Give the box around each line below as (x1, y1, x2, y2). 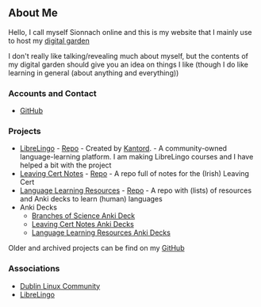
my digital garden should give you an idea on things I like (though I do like (8, 59, 248, 69)
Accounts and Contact (8, 87, 97, 98)
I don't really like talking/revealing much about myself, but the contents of (8, 51, 248, 60)
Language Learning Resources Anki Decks (31, 228, 171, 237)
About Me (8, 6, 58, 20)
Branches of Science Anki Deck (31, 211, 136, 221)
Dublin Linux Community (19, 281, 101, 290)
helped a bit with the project (19, 160, 112, 170)
